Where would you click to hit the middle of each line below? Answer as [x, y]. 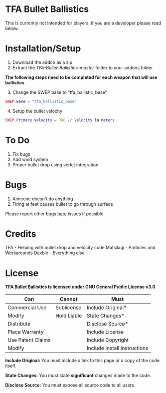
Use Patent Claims [29, 340]
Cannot [69, 299]
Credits [21, 234]
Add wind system [30, 159]
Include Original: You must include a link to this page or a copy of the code [83, 361]
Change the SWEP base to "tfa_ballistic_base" [60, 92]
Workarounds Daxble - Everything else [45, 253]
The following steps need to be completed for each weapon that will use [81, 77]
